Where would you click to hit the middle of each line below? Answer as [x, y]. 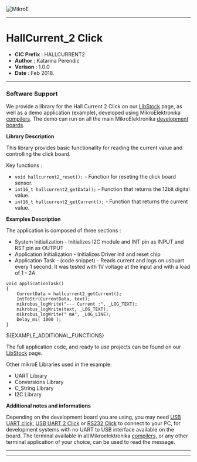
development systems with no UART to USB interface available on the [90, 430]
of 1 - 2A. [26, 273]
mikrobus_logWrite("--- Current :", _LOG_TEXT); [77, 304]
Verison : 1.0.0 [32, 67]
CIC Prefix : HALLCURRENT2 [50, 54]
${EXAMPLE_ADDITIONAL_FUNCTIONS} [55, 336]
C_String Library [34, 388]
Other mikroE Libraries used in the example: [59, 365]
